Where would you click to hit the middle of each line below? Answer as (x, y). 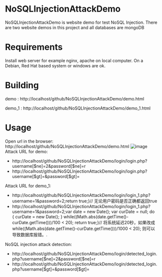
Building (22, 85)
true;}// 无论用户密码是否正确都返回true (118, 201)
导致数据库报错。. (29, 234)
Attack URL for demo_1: (28, 186)
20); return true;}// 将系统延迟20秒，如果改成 (110, 222)
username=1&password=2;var (42, 212)
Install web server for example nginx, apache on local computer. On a (74, 60)
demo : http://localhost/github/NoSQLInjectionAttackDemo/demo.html (74, 98)
